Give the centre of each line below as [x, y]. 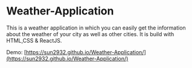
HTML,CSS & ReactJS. [34, 40]
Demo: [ [16, 52]
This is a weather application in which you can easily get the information [96, 28]
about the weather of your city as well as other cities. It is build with [90, 34]
